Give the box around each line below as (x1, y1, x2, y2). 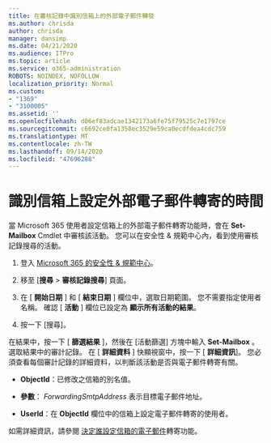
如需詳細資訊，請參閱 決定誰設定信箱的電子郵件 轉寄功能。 (8, 426, 202, 436)
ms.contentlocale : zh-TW (8, 139, 92, 148)
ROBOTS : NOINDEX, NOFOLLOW (8, 72, 100, 80)
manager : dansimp (8, 34, 67, 43)
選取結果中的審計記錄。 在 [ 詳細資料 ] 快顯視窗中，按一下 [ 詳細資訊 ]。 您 (8, 347, 255, 357)
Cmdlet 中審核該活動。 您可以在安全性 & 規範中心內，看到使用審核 (37, 231, 259, 241)
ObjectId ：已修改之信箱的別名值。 (19, 374, 135, 385)
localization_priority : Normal (8, 79, 114, 87)
